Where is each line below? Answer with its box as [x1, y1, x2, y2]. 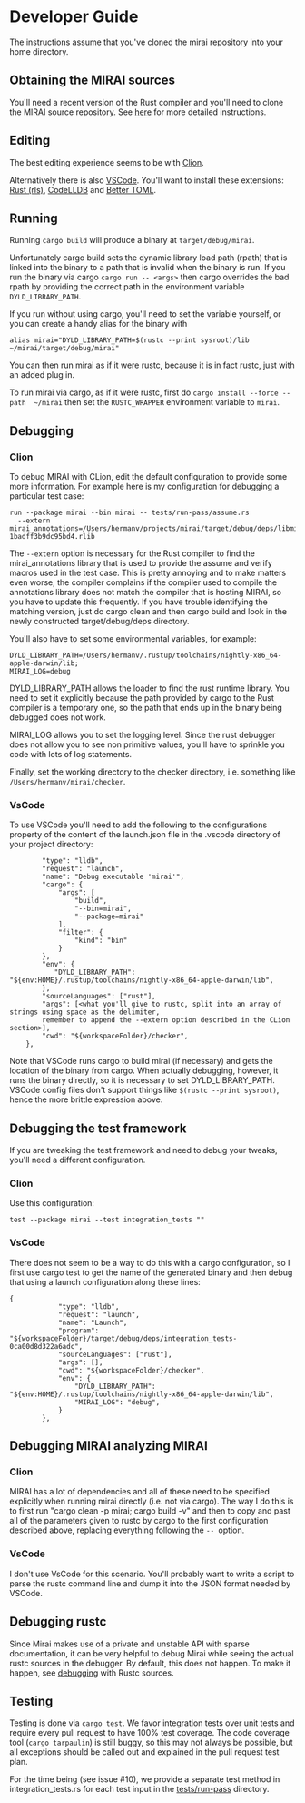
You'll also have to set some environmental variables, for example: [9, 633, 257, 644]
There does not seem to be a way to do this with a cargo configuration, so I [9, 1257, 290, 1268]
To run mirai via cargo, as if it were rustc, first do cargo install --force [9, 387, 279, 398]
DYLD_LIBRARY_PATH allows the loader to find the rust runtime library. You [9, 683, 290, 694]
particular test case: [9, 491, 84, 501]
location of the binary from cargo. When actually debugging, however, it [9, 1065, 279, 1076]
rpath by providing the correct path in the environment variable [9, 281, 245, 292]
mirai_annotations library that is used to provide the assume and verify [9, 558, 272, 569]
